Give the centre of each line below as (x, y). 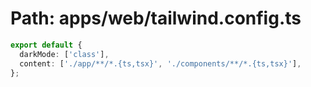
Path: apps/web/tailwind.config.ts (156, 18)
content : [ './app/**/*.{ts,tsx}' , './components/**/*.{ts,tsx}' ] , (160, 63)
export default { (46, 45)
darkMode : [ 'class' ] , (64, 54)
